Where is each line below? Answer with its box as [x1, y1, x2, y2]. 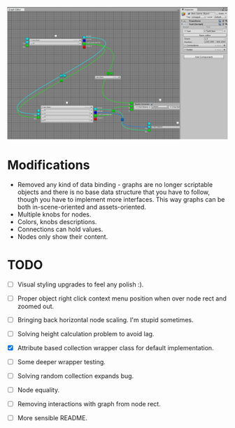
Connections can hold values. [17, 225, 104, 233]
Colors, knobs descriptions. [17, 217, 97, 226]
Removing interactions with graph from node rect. [17, 400, 161, 408]
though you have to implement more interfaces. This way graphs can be [17, 195, 225, 203]
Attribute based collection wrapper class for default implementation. [17, 343, 215, 352]
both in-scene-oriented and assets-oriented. [17, 202, 147, 211]
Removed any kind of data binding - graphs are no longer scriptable [17, 180, 213, 188]
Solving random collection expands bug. [17, 371, 134, 380]
